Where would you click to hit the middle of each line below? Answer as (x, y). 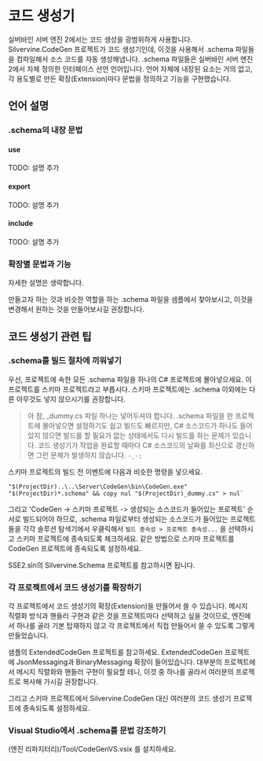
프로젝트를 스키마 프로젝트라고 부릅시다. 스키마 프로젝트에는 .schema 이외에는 (128, 389)
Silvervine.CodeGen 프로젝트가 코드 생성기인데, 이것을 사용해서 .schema (121, 49)
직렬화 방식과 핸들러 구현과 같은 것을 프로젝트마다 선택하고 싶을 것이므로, (119, 616)
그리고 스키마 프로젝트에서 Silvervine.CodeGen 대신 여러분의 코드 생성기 (120, 699)
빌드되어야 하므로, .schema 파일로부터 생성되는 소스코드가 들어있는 (126, 519)
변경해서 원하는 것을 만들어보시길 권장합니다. (77, 309)
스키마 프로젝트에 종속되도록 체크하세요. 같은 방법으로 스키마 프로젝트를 (125, 539)
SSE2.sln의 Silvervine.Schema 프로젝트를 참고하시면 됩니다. (102, 565)
